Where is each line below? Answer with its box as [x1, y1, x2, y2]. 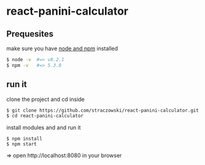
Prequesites [6, 29, 54, 39]
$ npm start [6, 141, 37, 147]
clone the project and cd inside [6, 95, 85, 103]
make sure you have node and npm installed [6, 45, 118, 52]
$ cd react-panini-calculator [6, 113, 84, 119]
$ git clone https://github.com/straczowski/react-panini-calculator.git [6, 107, 199, 114]
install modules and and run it [6, 124, 81, 131]
